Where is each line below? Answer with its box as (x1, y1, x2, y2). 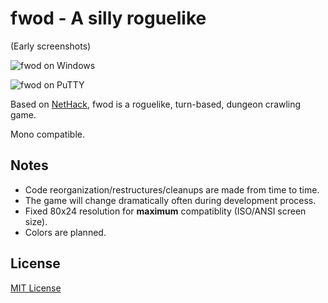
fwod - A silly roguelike (10, 7, 207, 30)
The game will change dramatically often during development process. (24, 194, 317, 206)
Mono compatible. (10, 128, 85, 140)
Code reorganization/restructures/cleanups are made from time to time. (24, 183, 320, 196)
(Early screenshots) (10, 40, 92, 52)
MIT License (10, 282, 62, 294)
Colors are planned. (24, 226, 107, 238)
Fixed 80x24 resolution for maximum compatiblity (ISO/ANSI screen (24, 205, 307, 217)
